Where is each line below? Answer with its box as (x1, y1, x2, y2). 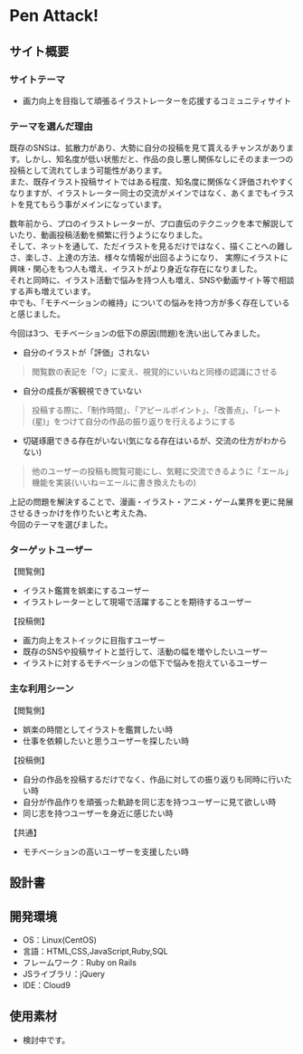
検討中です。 (22, 1034, 71, 1045)
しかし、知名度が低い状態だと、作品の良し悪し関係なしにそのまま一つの (24, 154, 294, 165)
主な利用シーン (9, 682, 74, 695)
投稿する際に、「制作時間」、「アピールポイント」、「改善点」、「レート (31, 404, 282, 416)
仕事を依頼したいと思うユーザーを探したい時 (22, 735, 190, 746)
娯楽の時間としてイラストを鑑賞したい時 (22, 724, 174, 735)
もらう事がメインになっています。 (40, 199, 167, 210)
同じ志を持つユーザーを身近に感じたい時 (22, 807, 174, 819)
